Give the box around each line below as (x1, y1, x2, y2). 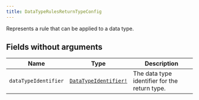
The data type (133, 69, 172, 78)
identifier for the (133, 77, 178, 85)
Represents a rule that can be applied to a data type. (6, 25, 134, 32)
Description (145, 60, 179, 68)
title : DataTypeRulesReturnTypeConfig (6, 8, 102, 15)
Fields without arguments (6, 42, 102, 52)
